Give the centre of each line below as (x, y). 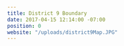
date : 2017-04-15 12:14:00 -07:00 (57, 20)
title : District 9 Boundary (47, 13)
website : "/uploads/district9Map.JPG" (62, 32)
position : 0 (24, 26)
